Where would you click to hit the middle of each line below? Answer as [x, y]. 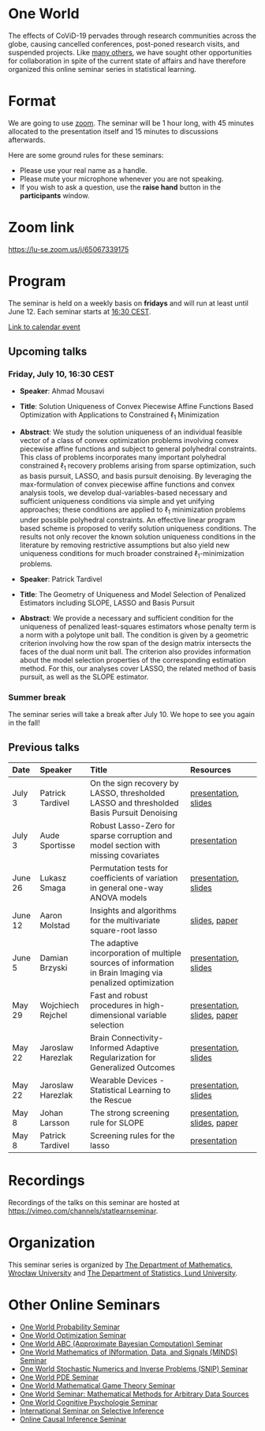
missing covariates [125, 855]
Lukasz [53, 877]
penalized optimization [132, 982]
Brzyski [54, 967]
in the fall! [24, 723]
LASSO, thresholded [128, 793]
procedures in [116, 1005]
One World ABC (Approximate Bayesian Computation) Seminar [121, 1343]
